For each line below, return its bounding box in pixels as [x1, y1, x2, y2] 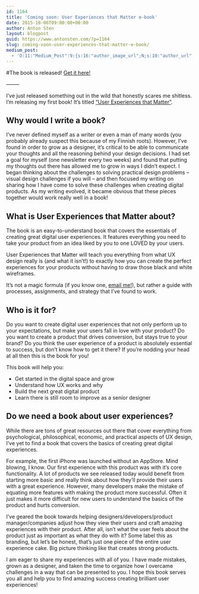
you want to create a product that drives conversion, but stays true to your [6, 333, 188, 341]
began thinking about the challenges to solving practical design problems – [6, 169, 190, 176]
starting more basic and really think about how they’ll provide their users [6, 476, 183, 483]
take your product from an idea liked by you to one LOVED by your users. [6, 239, 185, 247]
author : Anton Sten [6, 25, 54, 31]
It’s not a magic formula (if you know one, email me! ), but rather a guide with [6, 282, 192, 289]
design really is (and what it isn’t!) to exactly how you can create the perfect [6, 257, 191, 264]
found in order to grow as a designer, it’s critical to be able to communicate [6, 143, 189, 151]
